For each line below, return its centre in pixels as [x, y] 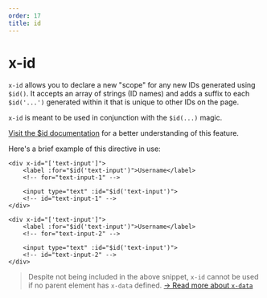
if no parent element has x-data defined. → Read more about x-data [140, 285]
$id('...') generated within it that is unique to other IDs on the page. [124, 102]
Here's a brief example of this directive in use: [84, 149]
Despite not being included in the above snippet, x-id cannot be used [143, 277]
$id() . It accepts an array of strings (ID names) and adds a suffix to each [129, 94]
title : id [25, 23]
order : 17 [25, 16]
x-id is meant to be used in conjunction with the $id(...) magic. [115, 118]
